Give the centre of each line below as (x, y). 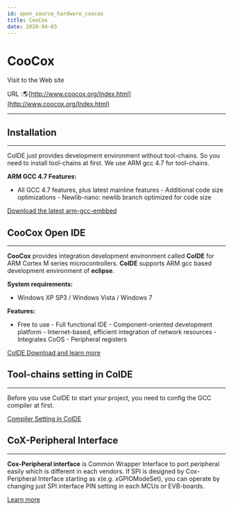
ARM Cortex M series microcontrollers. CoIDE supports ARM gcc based (110, 263)
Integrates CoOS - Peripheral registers (72, 339)
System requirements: (40, 284)
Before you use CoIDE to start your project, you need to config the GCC (109, 397)
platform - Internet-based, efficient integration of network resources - (117, 331)
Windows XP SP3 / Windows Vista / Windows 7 (85, 297)
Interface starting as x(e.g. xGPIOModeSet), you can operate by (129, 478)
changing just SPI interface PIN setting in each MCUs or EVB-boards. (106, 486)
